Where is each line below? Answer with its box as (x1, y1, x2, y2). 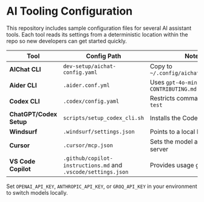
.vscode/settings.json (63, 169, 129, 175)
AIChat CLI (9, 65, 41, 74)
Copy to (149, 62, 173, 71)
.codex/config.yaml (63, 97, 120, 105)
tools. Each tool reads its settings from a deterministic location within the (6, 30, 188, 38)
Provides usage (149, 161, 194, 169)
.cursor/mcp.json (63, 142, 114, 148)
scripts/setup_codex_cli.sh (63, 114, 144, 121)
